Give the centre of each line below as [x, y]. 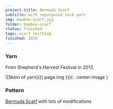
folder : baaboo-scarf [28, 24]
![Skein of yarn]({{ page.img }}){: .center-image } [57, 77]
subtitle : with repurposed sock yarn [46, 15]
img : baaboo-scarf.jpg [29, 19]
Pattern [15, 91]
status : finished [24, 29]
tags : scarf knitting [28, 34]
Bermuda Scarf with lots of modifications [49, 101]
